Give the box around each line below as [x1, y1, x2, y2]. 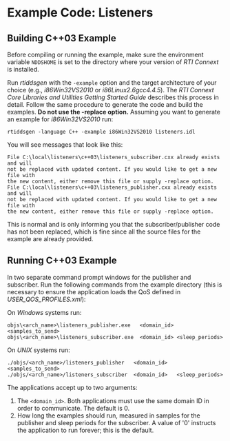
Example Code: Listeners [7, 5, 154, 21]
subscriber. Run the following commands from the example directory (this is [7, 280, 222, 289]
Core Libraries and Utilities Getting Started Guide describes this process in [7, 93, 219, 101]
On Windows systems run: [7, 308, 82, 316]
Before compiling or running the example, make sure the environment [7, 50, 205, 59]
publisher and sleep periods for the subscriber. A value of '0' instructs [17, 418, 216, 427]
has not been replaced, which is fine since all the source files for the [7, 227, 201, 236]
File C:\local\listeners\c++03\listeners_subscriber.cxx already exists [7, 154, 220, 161]
